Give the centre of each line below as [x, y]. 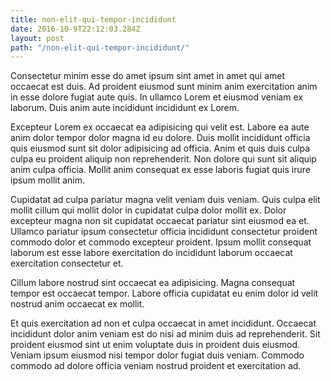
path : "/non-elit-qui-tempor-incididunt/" [100, 47]
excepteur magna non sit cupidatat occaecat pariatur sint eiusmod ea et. [160, 221]
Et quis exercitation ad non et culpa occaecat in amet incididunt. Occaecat [163, 323]
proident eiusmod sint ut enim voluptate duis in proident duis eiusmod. [155, 345]
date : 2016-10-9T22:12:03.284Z [75, 29]
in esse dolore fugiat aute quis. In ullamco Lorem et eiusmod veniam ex [156, 97]
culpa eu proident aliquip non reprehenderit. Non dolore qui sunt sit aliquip [163, 159]
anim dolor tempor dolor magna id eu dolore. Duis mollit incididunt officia [160, 138]
